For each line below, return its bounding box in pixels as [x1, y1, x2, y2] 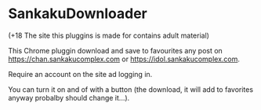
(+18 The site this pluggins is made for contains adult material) [8, 31, 210, 40]
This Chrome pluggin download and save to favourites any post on [8, 46, 223, 55]
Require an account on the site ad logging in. [8, 69, 153, 79]
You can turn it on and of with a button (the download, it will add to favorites [8, 84, 253, 94]
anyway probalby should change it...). [8, 93, 130, 102]
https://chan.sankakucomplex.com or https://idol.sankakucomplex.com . [8, 54, 241, 64]
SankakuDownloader [8, 5, 147, 23]
